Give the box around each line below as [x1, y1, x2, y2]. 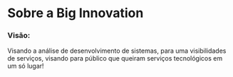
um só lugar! [7, 62, 44, 71]
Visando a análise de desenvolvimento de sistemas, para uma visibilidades [7, 46, 227, 55]
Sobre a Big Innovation [7, 5, 144, 21]
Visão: [7, 31, 31, 41]
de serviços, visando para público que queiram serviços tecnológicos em [7, 54, 223, 63]
